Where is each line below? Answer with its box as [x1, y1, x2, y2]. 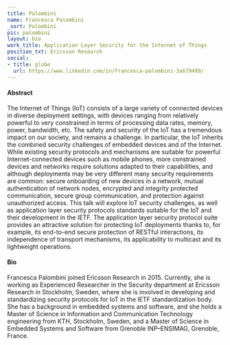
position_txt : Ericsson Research [7, 49, 103, 56]
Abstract [7, 88, 33, 97]
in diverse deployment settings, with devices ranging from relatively [7, 111, 199, 119]
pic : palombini [7, 29, 51, 36]
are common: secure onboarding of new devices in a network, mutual [7, 176, 204, 185]
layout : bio [7, 36, 41, 43]
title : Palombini [7, 10, 57, 17]
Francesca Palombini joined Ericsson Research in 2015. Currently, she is [7, 273, 211, 281]
